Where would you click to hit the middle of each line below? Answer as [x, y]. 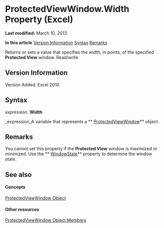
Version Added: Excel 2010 [32, 85]
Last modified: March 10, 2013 [36, 33]
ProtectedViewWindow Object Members [46, 220]
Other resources [22, 209]
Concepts [15, 187]
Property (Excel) [39, 19]
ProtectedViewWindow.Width [67, 9]
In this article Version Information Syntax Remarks [56, 42]
